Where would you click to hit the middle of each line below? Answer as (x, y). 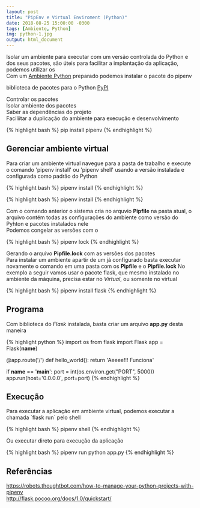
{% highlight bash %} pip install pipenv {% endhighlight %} (79, 130)
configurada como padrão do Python (52, 176)
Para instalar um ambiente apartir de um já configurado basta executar (94, 259)
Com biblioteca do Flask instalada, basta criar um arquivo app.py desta (95, 324)
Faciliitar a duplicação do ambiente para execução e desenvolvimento (92, 118)
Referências (29, 471)
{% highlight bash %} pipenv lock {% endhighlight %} (73, 241)
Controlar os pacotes (32, 99)
